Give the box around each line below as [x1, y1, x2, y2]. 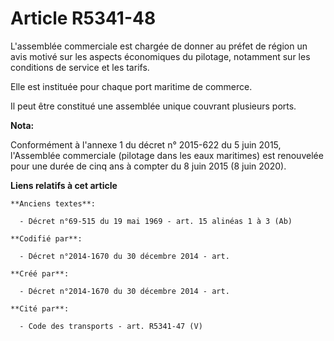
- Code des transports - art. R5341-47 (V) [19, 321, 203, 331]
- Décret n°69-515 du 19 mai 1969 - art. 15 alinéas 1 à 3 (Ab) [19, 216, 293, 226]
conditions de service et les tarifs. [10, 61, 150, 73]
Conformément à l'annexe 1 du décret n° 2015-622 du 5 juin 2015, [10, 138, 282, 151]
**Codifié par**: [10, 233, 83, 244]
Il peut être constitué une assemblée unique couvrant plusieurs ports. [10, 100, 297, 112]
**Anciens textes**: [10, 198, 97, 209]
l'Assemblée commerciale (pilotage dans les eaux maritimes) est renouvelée [10, 149, 324, 161]
